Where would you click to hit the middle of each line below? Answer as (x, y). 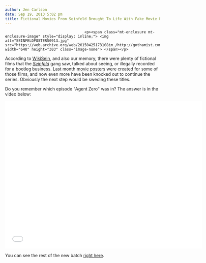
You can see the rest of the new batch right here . (55, 256)
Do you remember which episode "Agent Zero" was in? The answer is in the (82, 89)
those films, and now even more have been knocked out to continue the (78, 74)
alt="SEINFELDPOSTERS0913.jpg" (37, 41)
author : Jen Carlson (26, 10)
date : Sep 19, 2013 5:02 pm (34, 14)
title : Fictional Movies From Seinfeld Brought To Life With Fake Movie (81, 19)
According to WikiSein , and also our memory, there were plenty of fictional (81, 58)
